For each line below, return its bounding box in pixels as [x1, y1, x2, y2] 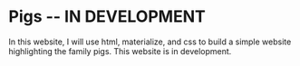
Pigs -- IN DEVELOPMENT [8, 6, 206, 27]
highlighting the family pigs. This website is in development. [8, 45, 232, 56]
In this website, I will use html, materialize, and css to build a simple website [8, 36, 292, 47]
